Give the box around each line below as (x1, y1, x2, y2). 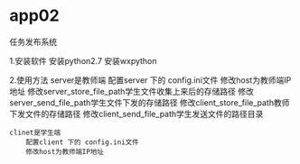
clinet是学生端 (9, 128, 61, 137)
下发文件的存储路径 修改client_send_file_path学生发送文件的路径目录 (9, 108, 264, 119)
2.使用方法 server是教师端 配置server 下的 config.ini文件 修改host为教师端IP (9, 74, 292, 86)
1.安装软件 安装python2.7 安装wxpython (9, 55, 157, 66)
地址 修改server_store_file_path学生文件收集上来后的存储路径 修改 (9, 86, 255, 96)
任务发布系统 (9, 36, 57, 47)
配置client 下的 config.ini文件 (25, 137, 139, 147)
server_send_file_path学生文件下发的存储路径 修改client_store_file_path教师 (9, 96, 290, 108)
